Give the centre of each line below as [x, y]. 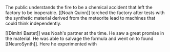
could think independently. [33, 23]
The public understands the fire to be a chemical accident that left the [79, 7]
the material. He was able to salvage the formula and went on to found [79, 38]
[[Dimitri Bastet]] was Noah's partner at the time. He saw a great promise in [85, 33]
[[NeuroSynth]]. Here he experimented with [51, 44]
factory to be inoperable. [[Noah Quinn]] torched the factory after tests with [85, 13]
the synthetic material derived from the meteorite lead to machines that [80, 18]
